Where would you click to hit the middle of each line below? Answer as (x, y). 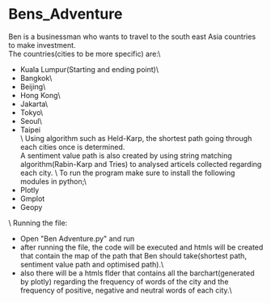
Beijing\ (33, 87)
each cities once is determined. (72, 147)
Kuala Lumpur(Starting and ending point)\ (89, 69)
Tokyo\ (32, 112)
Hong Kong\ (40, 95)
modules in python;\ (53, 181)
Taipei (30, 130)
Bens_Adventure (66, 14)
